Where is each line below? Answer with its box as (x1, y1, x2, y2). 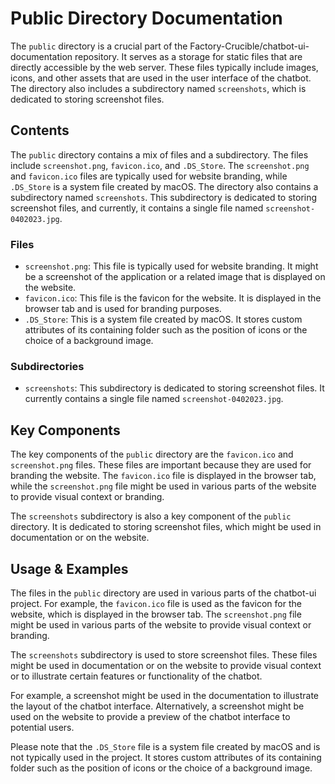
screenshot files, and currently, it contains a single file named (10, 202, 264, 214)
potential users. (10, 721, 75, 733)
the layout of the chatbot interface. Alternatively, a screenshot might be (10, 700, 305, 712)
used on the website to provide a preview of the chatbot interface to (10, 710, 291, 722)
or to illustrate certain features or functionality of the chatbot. (10, 670, 263, 682)
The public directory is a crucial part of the (10, 40, 188, 52)
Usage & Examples (10, 560, 129, 577)
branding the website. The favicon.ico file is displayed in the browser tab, (10, 470, 317, 482)
